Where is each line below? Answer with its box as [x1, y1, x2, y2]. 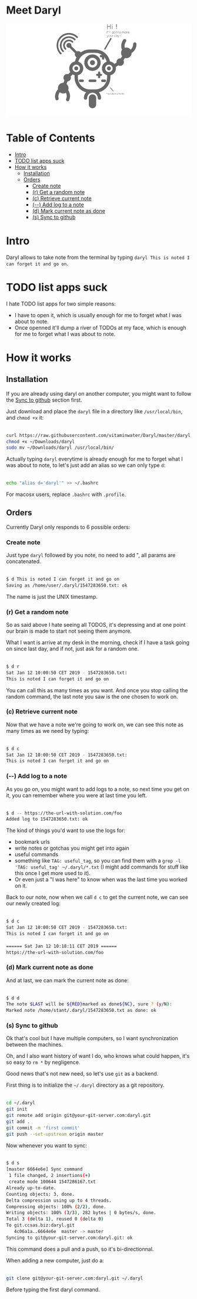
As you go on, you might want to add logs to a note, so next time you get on [6, 785, 190, 792]
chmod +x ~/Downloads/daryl [6, 439, 75, 445]
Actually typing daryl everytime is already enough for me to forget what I [6, 455, 183, 463]
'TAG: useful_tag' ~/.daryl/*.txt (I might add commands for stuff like [14, 863, 189, 870]
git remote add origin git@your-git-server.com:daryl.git [6, 1113, 151, 1119]
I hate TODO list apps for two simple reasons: [6, 300, 116, 307]
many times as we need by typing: [6, 727, 89, 734]
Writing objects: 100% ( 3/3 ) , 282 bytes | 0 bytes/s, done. [6, 1210, 157, 1216]
